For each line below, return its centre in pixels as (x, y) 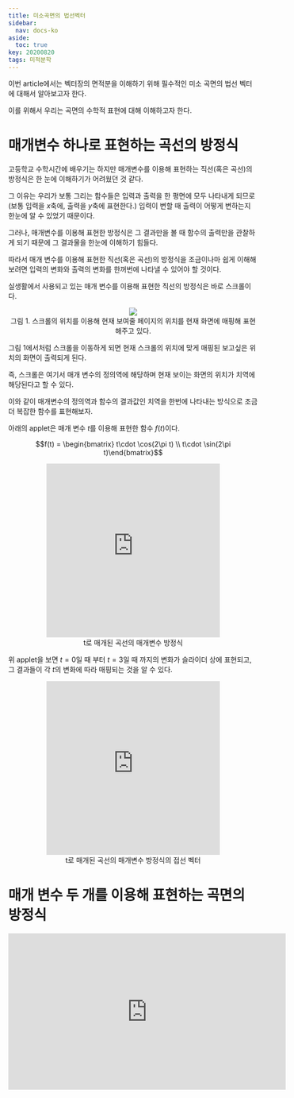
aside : (19, 38)
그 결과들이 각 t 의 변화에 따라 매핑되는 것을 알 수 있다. (90, 669)
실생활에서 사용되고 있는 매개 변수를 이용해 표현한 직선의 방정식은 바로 (116, 286)
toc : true (31, 45)
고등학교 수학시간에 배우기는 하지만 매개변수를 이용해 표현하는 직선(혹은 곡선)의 (130, 168)
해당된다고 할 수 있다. (41, 384)
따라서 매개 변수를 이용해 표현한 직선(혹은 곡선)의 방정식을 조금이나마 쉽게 (122, 259)
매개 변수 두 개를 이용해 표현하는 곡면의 (127, 895)
